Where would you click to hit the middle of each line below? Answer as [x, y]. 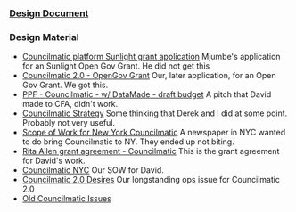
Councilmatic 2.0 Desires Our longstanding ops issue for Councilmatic [151, 180]
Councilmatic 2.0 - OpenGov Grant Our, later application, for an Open [149, 76]
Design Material [44, 37]
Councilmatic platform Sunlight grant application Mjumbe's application [151, 57]
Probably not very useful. [69, 123]
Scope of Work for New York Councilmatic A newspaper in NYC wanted [154, 133]
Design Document [49, 13]
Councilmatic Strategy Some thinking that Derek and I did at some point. [155, 113]
